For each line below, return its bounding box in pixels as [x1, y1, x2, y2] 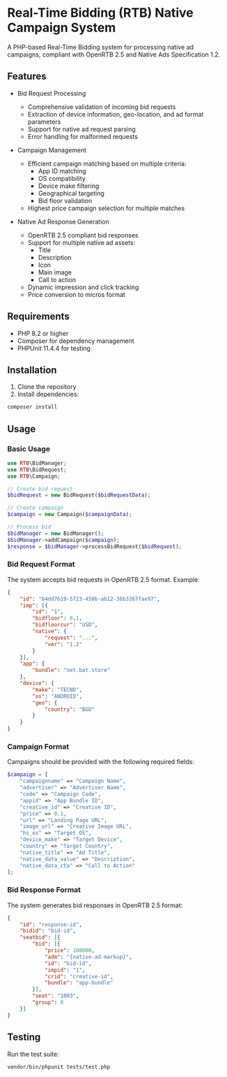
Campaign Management [17, 145, 87, 154]
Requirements [7, 311, 70, 323]
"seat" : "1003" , [32, 992, 79, 999]
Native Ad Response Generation [17, 217, 109, 226]
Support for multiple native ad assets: [27, 238, 136, 247]
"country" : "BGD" [44, 705, 95, 713]
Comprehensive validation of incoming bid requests [27, 103, 176, 111]
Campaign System [7, 20, 116, 36]
